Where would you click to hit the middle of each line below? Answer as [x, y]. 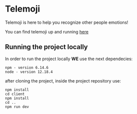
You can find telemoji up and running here [47, 32]
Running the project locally [46, 47]
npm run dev [17, 107]
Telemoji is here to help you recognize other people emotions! [67, 22]
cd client [15, 94]
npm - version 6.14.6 [27, 67]
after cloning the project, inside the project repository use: [63, 81]
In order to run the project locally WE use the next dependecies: [69, 59]
